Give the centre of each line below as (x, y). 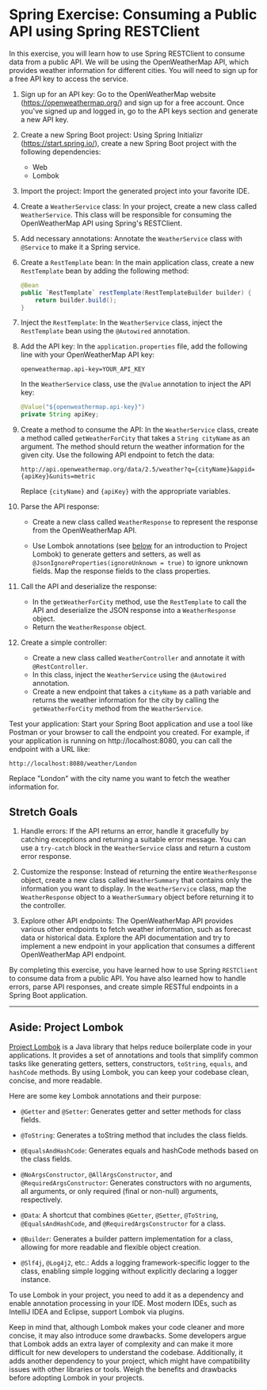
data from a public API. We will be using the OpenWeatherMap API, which (129, 62)
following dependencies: (61, 152)
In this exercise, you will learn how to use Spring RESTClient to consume (127, 53)
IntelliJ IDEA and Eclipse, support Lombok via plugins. (97, 1311)
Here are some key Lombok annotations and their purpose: (105, 1095)
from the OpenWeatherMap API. (84, 530)
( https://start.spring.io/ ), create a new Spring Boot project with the (128, 143)
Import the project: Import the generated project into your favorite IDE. (135, 191)
